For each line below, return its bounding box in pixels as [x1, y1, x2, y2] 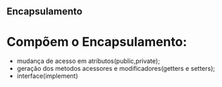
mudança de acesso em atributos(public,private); [16, 57, 160, 65]
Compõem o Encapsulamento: [6, 34, 187, 50]
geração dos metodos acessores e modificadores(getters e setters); [16, 65, 216, 73]
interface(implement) [16, 72, 78, 80]
